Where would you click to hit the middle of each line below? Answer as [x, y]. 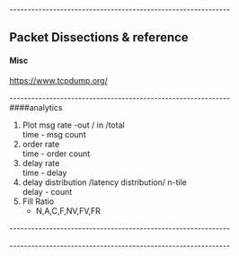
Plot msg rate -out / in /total [73, 125]
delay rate [41, 163]
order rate [41, 144]
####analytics [36, 107]
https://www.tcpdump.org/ [58, 80]
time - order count [56, 154]
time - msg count [54, 134]
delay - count [47, 191]
